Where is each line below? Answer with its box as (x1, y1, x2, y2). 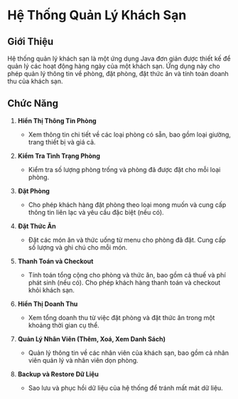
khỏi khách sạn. (28, 285, 75, 294)
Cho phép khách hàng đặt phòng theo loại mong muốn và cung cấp (28, 200, 227, 209)
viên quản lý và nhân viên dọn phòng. (28, 356, 139, 364)
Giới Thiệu (7, 36, 54, 48)
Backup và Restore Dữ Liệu (17, 370, 99, 378)
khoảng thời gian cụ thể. (28, 321, 99, 329)
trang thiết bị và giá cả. (28, 137, 96, 146)
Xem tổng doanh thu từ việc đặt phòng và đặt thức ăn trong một (28, 313, 215, 321)
